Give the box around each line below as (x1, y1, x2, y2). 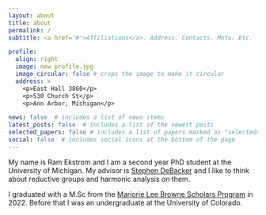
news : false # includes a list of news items (8, 114, 165, 122)
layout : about (8, 11, 55, 20)
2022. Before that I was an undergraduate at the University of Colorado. (8, 198, 243, 207)
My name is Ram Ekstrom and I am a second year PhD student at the (8, 157, 232, 167)
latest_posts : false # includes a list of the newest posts (8, 121, 215, 129)
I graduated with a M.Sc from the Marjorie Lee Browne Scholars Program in (8, 189, 253, 198)
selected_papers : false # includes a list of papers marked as (8, 128, 222, 137)
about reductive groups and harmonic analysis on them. (8, 174, 191, 183)
